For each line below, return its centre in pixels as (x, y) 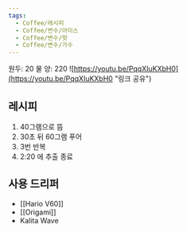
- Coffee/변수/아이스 (47, 30)
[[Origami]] (38, 212)
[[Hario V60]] (41, 203)
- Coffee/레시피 (40, 23)
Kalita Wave (39, 220)
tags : (17, 15)
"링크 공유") (133, 79)
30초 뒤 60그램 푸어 (51, 137)
